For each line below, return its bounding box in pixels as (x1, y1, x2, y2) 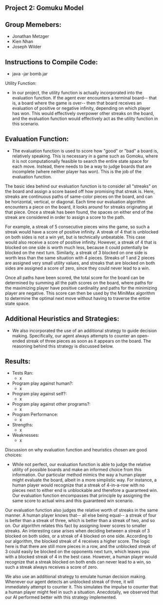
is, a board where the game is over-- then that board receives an (12, 100, 142, 106)
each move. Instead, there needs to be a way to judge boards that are (12, 163, 152, 169)
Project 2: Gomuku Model (5, 4, 84, 12)
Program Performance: (12, 411, 58, 417)
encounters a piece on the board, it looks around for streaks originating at (5, 204, 153, 210)
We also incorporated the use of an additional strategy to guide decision (12, 328, 157, 333)
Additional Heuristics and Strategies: (5, 314, 120, 323)
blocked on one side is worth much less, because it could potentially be (5, 244, 148, 250)
